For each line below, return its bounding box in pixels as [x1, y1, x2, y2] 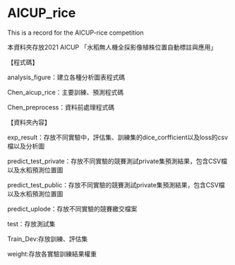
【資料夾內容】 [7, 118, 51, 126]
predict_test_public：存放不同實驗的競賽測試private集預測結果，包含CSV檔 [7, 180, 225, 189]
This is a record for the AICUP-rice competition [7, 28, 144, 37]
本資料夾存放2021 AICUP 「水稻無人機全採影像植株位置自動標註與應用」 [7, 42, 217, 51]
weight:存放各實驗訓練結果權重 [7, 249, 97, 258]
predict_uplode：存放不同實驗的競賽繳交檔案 [7, 204, 138, 213]
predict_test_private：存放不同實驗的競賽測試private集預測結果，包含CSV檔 [7, 157, 228, 165]
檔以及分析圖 [7, 141, 44, 150]
